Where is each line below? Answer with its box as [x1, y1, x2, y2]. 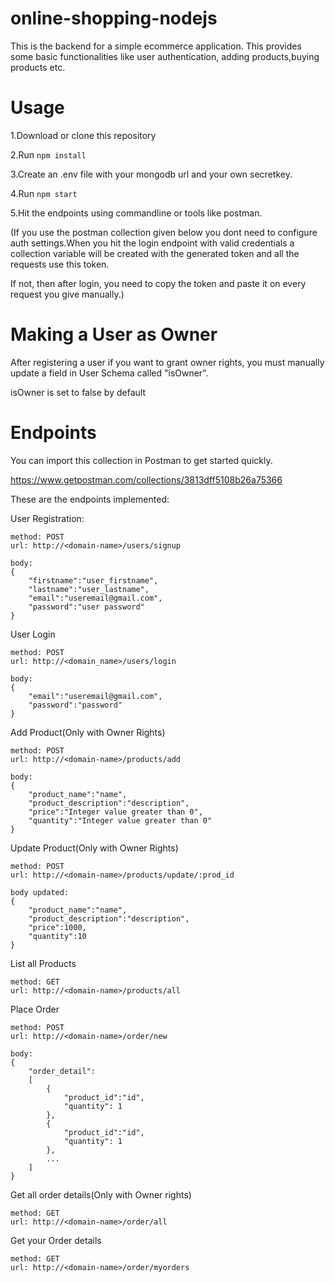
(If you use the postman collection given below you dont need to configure [10, 226, 318, 238]
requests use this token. [10, 258, 110, 270]
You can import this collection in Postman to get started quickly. [10, 454, 273, 466]
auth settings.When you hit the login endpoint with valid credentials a [10, 237, 295, 249]
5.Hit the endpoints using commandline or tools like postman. [10, 207, 263, 219]
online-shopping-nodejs [10, 7, 218, 30]
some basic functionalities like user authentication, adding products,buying [10, 50, 320, 62]
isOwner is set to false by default [10, 386, 146, 398]
